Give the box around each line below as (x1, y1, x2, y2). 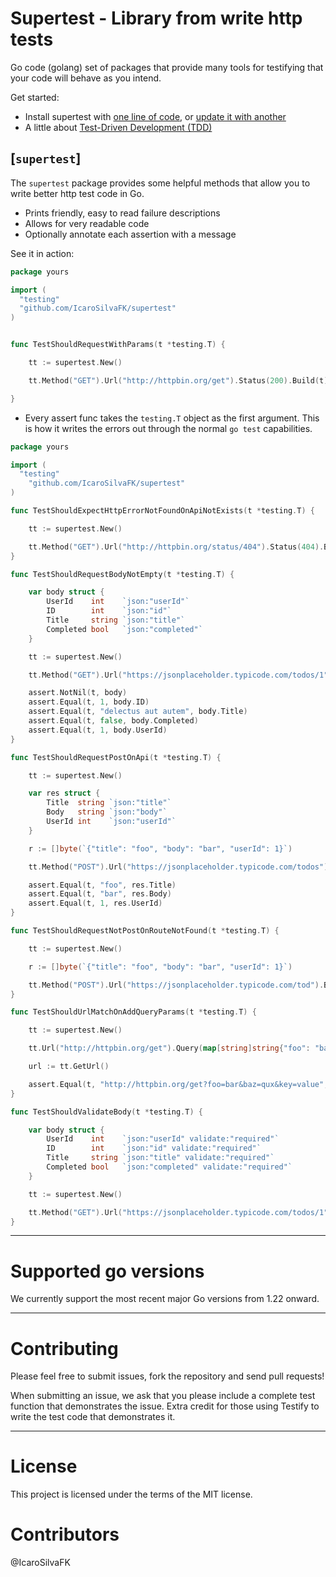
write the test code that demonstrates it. (10, 1411, 176, 1423)
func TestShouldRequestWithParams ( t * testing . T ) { (10, 340, 226, 350)
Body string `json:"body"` (46, 807, 168, 817)
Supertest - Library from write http (10, 7, 303, 30)
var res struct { (28, 788, 101, 799)
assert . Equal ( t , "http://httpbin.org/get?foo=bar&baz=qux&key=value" (28, 1079, 325, 1089)
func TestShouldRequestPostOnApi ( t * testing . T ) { (10, 752, 222, 762)
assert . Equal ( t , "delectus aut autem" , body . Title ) (28, 707, 248, 717)
